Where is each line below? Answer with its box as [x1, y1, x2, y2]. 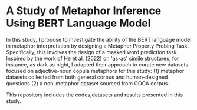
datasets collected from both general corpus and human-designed [6, 74, 168, 81]
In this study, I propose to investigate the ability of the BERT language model [6, 36, 192, 43]
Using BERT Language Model [6, 16, 151, 30]
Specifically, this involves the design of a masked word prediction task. [6, 48, 179, 55]
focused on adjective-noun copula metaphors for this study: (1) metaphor [6, 67, 185, 74]
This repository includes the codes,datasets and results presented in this [6, 91, 183, 98]
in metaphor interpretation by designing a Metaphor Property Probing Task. [6, 42, 189, 49]
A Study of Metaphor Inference [6, 4, 162, 18]
